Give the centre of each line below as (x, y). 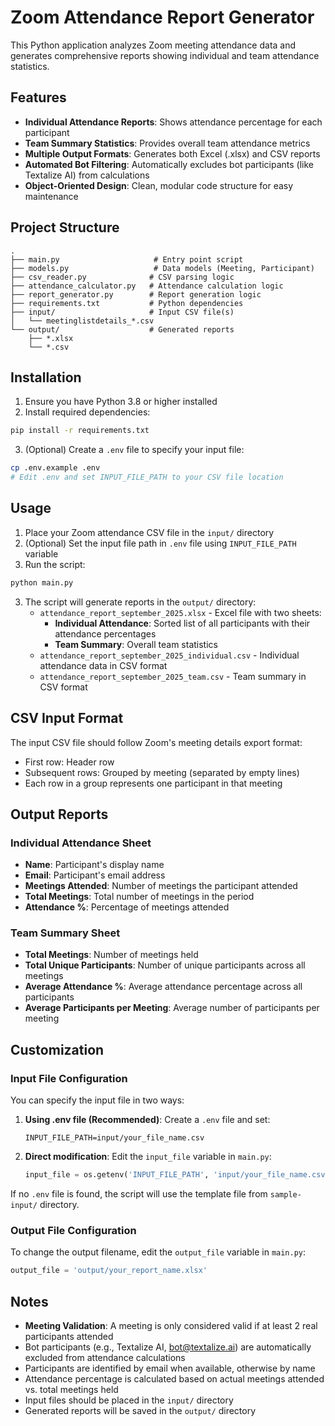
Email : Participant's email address (95, 875)
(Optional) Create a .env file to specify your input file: (134, 450)
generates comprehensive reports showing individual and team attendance (165, 55)
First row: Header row (69, 762)
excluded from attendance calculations (105, 1358)
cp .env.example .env (55, 468)
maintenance (51, 196)
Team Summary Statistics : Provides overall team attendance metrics (167, 143)
